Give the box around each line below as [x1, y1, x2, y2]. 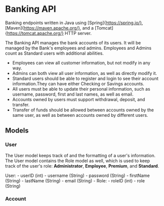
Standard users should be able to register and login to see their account [12, 75, 159, 81]
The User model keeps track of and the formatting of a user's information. [5, 152, 156, 158]
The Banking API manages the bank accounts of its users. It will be [5, 39, 141, 45]
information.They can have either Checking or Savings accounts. [12, 80, 144, 87]
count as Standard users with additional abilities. [5, 50, 104, 56]
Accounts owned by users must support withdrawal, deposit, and [12, 96, 145, 102]
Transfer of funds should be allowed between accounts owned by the [12, 107, 154, 113]
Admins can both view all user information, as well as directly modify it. [12, 70, 157, 76]
